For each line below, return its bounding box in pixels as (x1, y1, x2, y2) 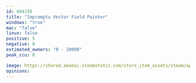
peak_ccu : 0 (6, 52, 35, 58)
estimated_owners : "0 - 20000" (6, 47, 82, 53)
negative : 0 (6, 41, 35, 47)
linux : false (6, 30, 38, 36)
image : (6, 63, 22, 68)
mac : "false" (6, 25, 38, 31)
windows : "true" (6, 19, 45, 25)
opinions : (6, 68, 30, 74)
